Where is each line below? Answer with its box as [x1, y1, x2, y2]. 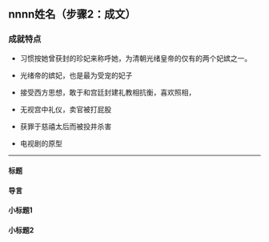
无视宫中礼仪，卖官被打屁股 [19, 104, 112, 114]
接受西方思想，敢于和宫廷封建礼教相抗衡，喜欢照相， [19, 87, 196, 97]
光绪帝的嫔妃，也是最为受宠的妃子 [19, 71, 133, 80]
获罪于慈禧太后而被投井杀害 [19, 121, 112, 131]
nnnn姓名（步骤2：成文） [8, 7, 136, 22]
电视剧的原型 [19, 139, 62, 148]
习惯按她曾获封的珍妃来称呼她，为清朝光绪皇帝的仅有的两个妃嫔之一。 [19, 53, 252, 63]
